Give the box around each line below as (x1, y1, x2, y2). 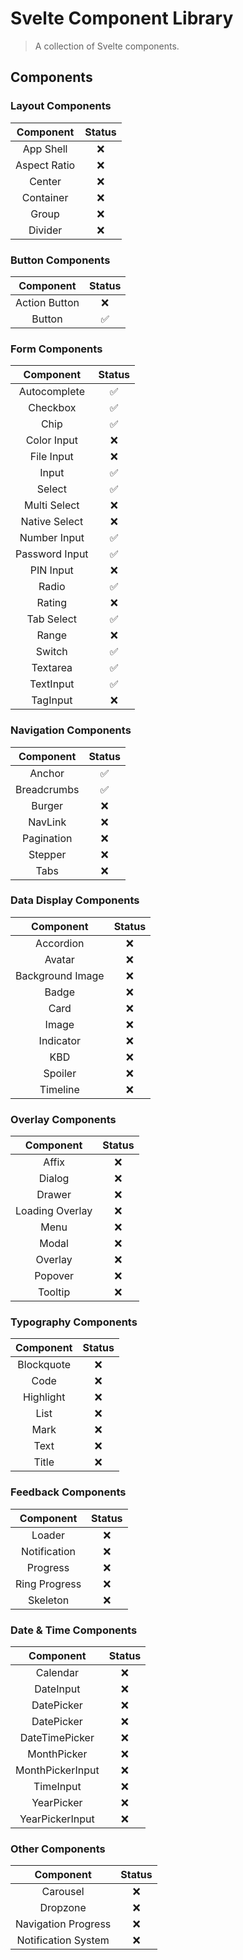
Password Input (15, 547, 89, 561)
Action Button (15, 295, 80, 309)
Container (21, 190, 69, 204)
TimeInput (33, 1780, 82, 1793)
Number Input (19, 531, 85, 545)
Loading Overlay (15, 1204, 93, 1218)
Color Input (25, 433, 78, 447)
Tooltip (37, 1285, 71, 1299)
